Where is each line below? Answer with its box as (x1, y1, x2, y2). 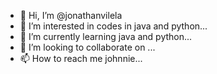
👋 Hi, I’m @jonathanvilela (19, 10, 123, 21)
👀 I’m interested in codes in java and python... (19, 20, 208, 32)
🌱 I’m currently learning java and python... (19, 31, 193, 42)
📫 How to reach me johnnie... (19, 53, 143, 64)
